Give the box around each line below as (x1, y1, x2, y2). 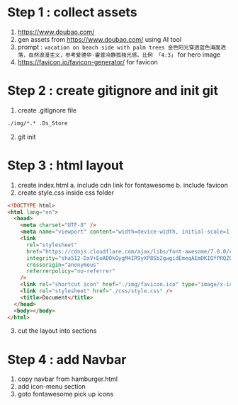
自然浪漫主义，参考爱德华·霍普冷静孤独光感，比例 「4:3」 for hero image (28, 50, 221, 59)
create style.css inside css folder (17, 188, 115, 197)
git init (17, 132, 36, 141)
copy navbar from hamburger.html (17, 375, 118, 383)
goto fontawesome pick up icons (17, 390, 113, 399)
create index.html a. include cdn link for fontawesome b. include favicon (17, 181, 228, 189)
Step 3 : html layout (7, 157, 124, 173)
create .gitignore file (17, 105, 77, 114)
